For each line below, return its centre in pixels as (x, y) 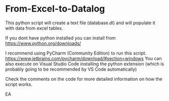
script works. (19, 84)
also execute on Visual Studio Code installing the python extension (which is (85, 64)
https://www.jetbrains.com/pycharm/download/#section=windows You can (83, 58)
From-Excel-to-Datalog (55, 9)
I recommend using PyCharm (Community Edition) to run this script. (76, 53)
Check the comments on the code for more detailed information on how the (84, 79)
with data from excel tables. (34, 28)
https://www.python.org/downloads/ (43, 43)
